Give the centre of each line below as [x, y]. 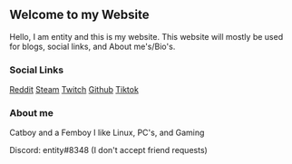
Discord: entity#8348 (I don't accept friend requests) [109, 150]
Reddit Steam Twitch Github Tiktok [74, 90]
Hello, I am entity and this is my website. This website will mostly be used [146, 36]
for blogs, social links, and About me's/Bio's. [92, 46]
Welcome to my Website [79, 15]
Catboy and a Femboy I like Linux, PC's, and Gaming [107, 133]
